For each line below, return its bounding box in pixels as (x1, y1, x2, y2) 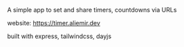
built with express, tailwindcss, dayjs (7, 32, 112, 40)
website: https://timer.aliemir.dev (7, 19, 100, 27)
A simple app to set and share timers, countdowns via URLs (7, 6, 177, 14)
